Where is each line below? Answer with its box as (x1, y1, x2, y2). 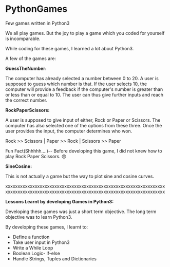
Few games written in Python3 (5, 20, 70, 26)
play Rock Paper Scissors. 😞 (5, 153, 67, 159)
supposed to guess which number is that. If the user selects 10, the (5, 81, 147, 87)
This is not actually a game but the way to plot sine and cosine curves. (5, 173, 154, 179)
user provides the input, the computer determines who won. (5, 128, 133, 134)
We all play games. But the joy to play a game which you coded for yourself (5, 30, 165, 36)
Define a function (12, 234, 50, 240)
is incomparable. (5, 35, 41, 42)
